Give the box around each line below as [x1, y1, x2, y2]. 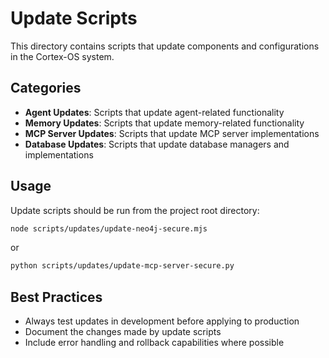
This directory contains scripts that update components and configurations [10, 40, 320, 52]
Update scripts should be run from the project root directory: [10, 204, 260, 216]
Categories [10, 80, 82, 97]
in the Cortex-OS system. [10, 50, 115, 62]
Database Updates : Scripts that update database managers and [24, 138, 290, 150]
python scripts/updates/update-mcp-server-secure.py [10, 261, 235, 271]
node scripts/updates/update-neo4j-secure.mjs [10, 223, 208, 234]
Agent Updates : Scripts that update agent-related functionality [24, 106, 285, 118]
